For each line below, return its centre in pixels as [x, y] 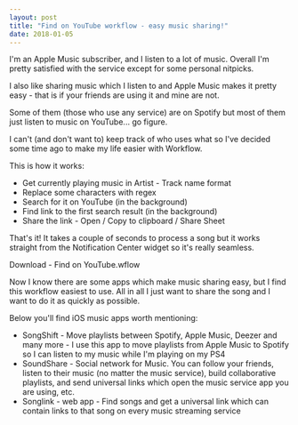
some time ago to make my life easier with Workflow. [106, 148]
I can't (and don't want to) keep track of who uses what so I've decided [140, 140]
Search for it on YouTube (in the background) [105, 202]
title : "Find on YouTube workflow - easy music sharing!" [119, 26]
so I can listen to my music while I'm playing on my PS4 [124, 354]
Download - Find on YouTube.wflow [75, 265]
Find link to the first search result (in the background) [120, 212]
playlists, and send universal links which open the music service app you [155, 382]
